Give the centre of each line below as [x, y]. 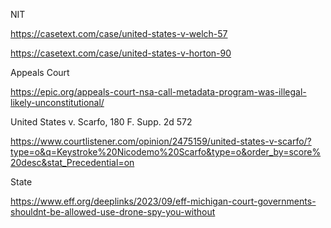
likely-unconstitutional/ [57, 102]
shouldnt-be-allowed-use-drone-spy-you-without [113, 212]
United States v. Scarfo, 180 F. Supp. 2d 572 [101, 122]
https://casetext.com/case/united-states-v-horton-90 [121, 53]
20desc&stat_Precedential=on [72, 162]
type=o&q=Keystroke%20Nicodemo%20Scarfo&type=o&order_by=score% [166, 152]
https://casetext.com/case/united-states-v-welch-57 [119, 33]
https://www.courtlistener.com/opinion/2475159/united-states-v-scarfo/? [161, 141]
